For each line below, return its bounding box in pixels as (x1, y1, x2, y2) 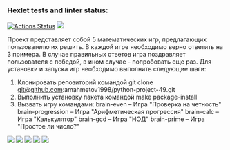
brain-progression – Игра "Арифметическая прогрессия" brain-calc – (17, 108, 220, 116)
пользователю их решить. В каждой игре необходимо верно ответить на (7, 43, 223, 51)
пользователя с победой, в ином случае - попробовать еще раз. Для (7, 57, 212, 66)
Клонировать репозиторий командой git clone (17, 78, 153, 86)
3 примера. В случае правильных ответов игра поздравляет (7, 50, 186, 59)
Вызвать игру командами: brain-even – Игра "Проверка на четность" (17, 100, 222, 109)
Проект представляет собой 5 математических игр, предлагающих (7, 35, 207, 44)
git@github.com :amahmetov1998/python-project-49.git (17, 86, 175, 94)
